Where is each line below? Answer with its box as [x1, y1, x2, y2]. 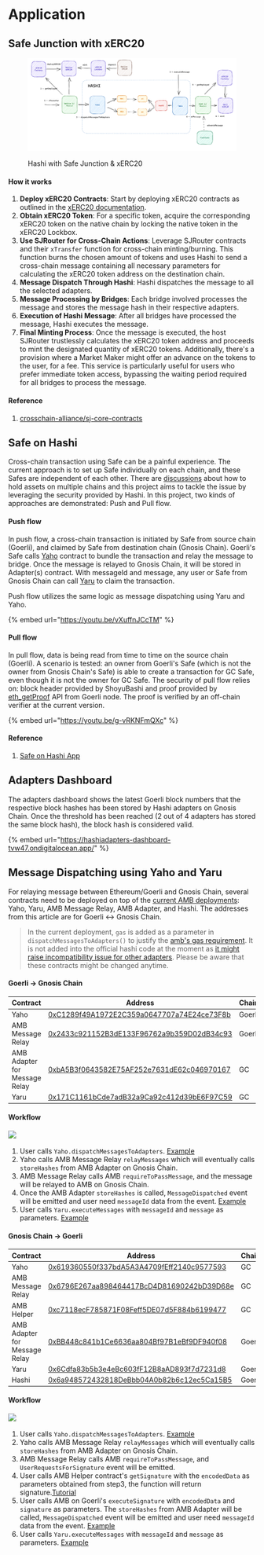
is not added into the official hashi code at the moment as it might [27, 944, 240, 953]
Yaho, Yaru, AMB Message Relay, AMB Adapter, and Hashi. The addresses [8, 904, 249, 913]
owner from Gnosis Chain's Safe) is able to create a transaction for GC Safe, [8, 666, 255, 677]
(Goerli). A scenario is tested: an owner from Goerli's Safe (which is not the [8, 658, 251, 668]
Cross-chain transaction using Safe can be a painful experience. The [8, 457, 231, 467]
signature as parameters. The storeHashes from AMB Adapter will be [19, 1504, 242, 1513]
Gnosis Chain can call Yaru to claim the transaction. [8, 576, 175, 585]
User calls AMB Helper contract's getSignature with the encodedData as [19, 1471, 250, 1480]
